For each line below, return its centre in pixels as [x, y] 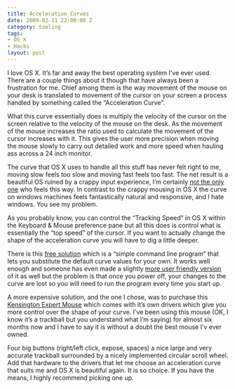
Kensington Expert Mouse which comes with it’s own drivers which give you [117, 304]
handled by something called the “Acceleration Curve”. [86, 102]
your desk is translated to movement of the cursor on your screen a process [117, 95]
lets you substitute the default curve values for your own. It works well [109, 261]
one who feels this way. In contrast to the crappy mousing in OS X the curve [117, 189]
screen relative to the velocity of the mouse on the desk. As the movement [115, 123]
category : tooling [34, 27]
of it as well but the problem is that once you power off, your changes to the [117, 276]
